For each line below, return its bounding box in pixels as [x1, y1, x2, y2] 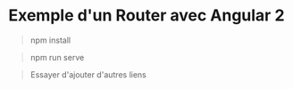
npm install [29, 35, 71, 45]
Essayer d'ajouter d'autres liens [29, 69, 146, 80]
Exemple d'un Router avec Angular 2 [8, 5, 285, 26]
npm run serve [29, 52, 85, 62]
